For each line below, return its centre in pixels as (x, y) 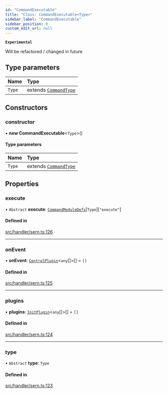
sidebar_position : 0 (27, 24)
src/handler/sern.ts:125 (29, 283)
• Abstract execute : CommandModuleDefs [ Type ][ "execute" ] (63, 209)
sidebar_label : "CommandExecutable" (43, 19)
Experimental (19, 42)
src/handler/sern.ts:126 (29, 232)
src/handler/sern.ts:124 (29, 334)
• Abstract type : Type (27, 363)
